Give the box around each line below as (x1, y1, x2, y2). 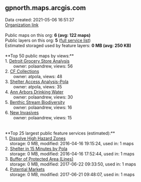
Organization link (5, 22, 39, 28)
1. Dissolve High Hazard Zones (5, 135, 66, 141)
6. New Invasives (5, 109, 39, 116)
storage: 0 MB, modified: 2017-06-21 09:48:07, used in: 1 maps (9, 171, 135, 177)
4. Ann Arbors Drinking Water (5, 89, 64, 95)
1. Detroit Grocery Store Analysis (5, 58, 70, 64)
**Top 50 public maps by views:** (5, 53, 74, 59)
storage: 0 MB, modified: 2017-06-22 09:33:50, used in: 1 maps (9, 161, 136, 167)
